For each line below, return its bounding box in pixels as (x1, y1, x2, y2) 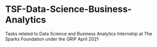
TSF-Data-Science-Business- (5, 3, 132, 15)
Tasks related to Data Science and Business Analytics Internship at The (5, 30, 152, 36)
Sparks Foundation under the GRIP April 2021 (5, 36, 99, 42)
